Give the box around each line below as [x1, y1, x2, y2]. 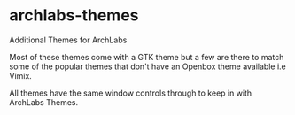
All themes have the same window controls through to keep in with [9, 88, 252, 98]
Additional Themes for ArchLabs [9, 34, 128, 45]
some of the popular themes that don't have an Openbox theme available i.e [9, 61, 286, 72]
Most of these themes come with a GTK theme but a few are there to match [9, 51, 284, 62]
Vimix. [9, 70, 33, 80]
